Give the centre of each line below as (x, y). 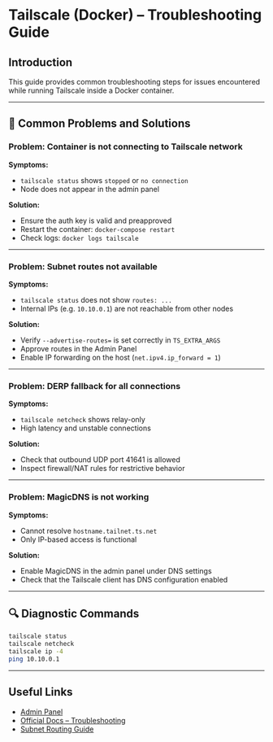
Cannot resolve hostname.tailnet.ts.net (89, 530)
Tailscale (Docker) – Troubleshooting (135, 15)
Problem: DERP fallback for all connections (95, 386)
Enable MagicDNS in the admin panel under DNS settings (116, 570)
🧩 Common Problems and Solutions (100, 124)
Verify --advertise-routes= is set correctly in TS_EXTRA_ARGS (120, 340)
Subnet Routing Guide (57, 729)
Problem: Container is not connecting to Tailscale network (126, 146)
